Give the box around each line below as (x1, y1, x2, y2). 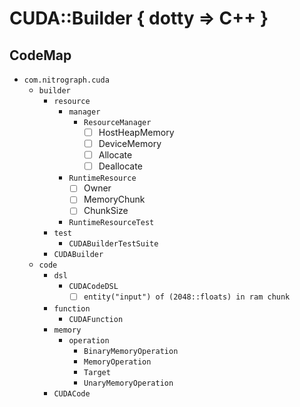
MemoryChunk (83, 193, 146, 206)
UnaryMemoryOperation (83, 378, 174, 388)
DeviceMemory (98, 138, 162, 150)
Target (83, 367, 111, 377)
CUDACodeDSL (68, 282, 119, 292)
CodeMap (9, 47, 72, 64)
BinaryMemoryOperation (83, 346, 179, 356)
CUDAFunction (68, 314, 124, 324)
